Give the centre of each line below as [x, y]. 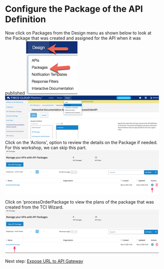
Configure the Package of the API [74, 9]
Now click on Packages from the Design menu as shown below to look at [78, 33]
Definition [26, 19]
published [15, 93]
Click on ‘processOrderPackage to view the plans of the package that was [80, 202]
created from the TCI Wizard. [34, 207]
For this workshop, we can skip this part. [46, 147]
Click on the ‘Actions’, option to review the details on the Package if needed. [81, 142]
